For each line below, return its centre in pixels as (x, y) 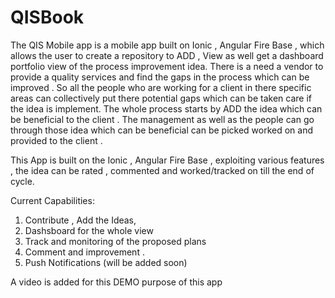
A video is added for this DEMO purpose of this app (116, 282)
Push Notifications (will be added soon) (106, 262)
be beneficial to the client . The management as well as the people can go (162, 119)
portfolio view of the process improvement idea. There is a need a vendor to (167, 66)
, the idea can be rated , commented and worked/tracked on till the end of (162, 170)
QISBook (47, 17)
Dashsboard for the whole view (89, 230)
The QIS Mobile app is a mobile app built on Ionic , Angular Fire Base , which (167, 45)
